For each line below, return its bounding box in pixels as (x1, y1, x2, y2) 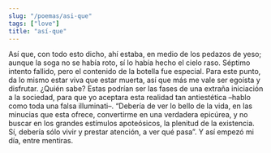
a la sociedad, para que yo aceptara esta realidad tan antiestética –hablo (8, 93, 252, 103)
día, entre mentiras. (8, 136, 74, 146)
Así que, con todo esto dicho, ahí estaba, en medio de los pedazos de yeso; (8, 50, 262, 59)
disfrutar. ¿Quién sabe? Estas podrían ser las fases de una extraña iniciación (8, 84, 264, 94)
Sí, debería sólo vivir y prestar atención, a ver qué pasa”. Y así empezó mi (8, 127, 254, 137)
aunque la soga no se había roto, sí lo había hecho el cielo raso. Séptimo (8, 58, 251, 68)
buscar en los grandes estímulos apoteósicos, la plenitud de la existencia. (8, 119, 256, 129)
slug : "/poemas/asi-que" (8, 11, 92, 20)
